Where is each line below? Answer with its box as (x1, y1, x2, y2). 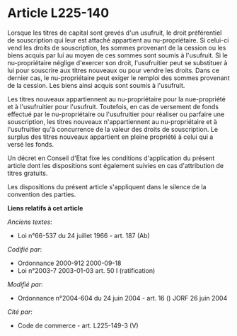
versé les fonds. (7, 140, 54, 148)
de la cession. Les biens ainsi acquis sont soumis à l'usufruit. (7, 81, 185, 89)
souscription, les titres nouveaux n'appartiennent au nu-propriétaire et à (7, 117, 218, 125)
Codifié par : (7, 245, 42, 253)
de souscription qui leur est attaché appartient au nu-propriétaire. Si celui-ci (7, 35, 229, 44)
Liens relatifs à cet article (7, 203, 83, 212)
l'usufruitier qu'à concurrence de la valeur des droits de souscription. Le (7, 125, 218, 133)
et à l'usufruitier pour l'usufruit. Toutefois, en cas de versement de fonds (7, 102, 219, 111)
